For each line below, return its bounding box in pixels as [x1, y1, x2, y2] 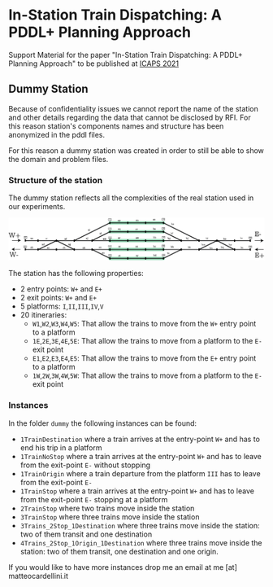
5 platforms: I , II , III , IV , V [19, 301, 104, 311]
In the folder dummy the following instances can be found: [8, 418, 197, 428]
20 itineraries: [19, 310, 67, 320]
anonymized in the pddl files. [8, 129, 106, 139]
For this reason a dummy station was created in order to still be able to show [8, 145, 264, 156]
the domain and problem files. [8, 154, 109, 164]
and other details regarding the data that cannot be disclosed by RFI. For [8, 112, 251, 122]
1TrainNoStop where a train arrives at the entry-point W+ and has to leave [19, 451, 262, 461]
